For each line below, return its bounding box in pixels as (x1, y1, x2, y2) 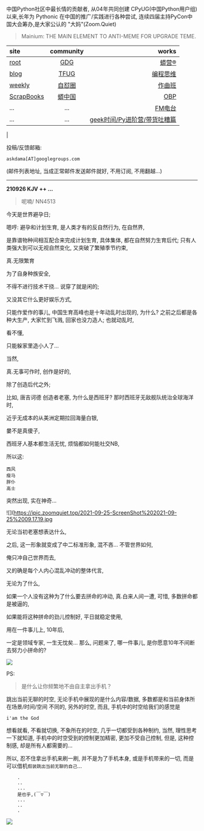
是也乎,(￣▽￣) (17, 792, 51, 798)
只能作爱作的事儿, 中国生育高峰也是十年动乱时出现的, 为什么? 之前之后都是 (6, 309, 192, 316)
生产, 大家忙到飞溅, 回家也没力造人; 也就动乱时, (16, 316, 135, 323)
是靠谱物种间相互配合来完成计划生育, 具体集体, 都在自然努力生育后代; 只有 (6, 236, 191, 244)
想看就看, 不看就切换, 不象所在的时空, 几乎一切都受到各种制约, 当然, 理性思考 (6, 727, 197, 734)
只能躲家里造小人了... (6, 342, 59, 349)
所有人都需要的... (30, 742, 73, 749)
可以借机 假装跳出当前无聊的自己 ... (6, 762, 82, 770)
